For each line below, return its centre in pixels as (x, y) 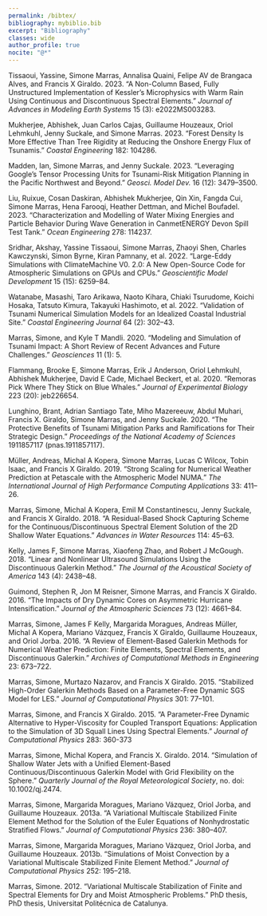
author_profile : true (44, 45)
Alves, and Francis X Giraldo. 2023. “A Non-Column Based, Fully (114, 84)
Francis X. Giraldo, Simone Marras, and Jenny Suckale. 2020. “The (118, 419)
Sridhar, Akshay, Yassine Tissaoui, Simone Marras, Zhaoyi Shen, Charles (128, 247)
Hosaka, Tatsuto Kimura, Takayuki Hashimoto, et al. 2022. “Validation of (126, 305)
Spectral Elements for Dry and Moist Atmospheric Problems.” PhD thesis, (128, 895)
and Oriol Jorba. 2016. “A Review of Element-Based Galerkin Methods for (128, 641)
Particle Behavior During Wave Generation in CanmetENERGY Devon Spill (128, 223)
